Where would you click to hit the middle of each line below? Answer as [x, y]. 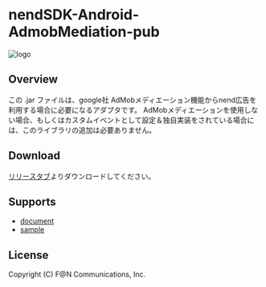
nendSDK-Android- [74, 15]
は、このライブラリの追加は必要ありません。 [82, 129]
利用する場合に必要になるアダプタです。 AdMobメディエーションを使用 [127, 109]
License [29, 255]
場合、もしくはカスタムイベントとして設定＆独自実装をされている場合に [135, 120]
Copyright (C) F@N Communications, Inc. [77, 274]
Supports [32, 201]
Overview [33, 79]
